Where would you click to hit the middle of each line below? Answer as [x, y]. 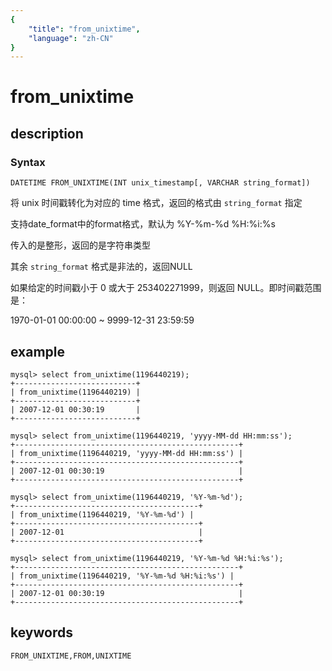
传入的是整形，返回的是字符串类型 [80, 245]
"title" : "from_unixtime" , [84, 29]
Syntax [28, 162]
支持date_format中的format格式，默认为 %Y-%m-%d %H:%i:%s [143, 224]
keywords [41, 632]
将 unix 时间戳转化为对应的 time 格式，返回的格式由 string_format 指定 [156, 203]
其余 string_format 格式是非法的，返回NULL [101, 267]
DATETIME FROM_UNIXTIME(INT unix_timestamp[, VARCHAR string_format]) [160, 183]
